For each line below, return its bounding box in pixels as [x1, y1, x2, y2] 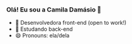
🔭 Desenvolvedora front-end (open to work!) [15, 19, 127, 27]
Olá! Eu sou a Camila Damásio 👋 [6, 5, 102, 14]
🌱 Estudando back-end [15, 25, 73, 33]
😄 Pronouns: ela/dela [15, 32, 70, 39]
